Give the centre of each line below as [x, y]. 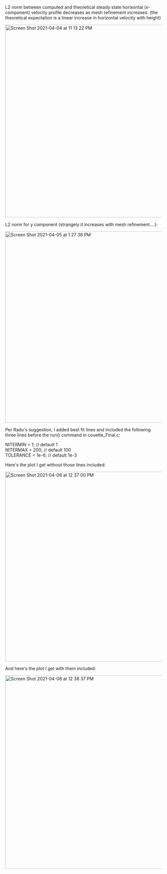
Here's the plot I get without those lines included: [55, 465]
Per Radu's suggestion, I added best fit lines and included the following [78, 430]
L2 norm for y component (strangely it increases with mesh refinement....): [82, 224]
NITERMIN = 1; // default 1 [32, 444]
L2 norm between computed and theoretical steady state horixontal [74, 7]
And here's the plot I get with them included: [50, 668]
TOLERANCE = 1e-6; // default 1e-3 [41, 455]
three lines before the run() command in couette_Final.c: [63, 435]
